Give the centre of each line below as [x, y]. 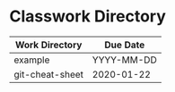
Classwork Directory [87, 17]
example [32, 60]
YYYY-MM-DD [124, 60]
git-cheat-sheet [48, 74]
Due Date [125, 45]
